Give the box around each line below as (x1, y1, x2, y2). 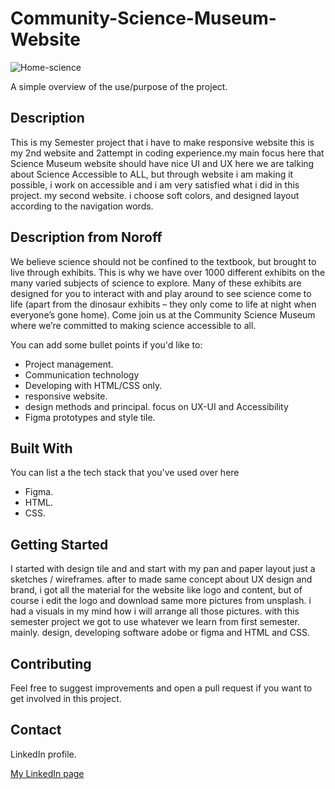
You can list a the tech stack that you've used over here (10, 467, 240, 479)
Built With (10, 440, 73, 457)
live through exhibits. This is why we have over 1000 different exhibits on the (10, 266, 326, 278)
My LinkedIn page (10, 767, 85, 779)
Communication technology (24, 368, 140, 381)
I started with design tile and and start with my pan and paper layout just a (10, 563, 316, 575)
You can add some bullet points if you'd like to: (10, 338, 203, 351)
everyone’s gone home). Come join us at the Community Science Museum (10, 308, 316, 321)
